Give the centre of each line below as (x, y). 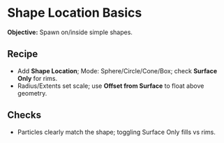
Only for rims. (37, 78)
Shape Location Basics (75, 13)
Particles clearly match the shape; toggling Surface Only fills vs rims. (117, 132)
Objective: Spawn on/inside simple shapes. (70, 32)
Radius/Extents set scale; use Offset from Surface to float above (111, 86)
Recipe (23, 54)
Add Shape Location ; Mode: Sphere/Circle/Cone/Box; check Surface (117, 70)
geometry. (32, 93)
